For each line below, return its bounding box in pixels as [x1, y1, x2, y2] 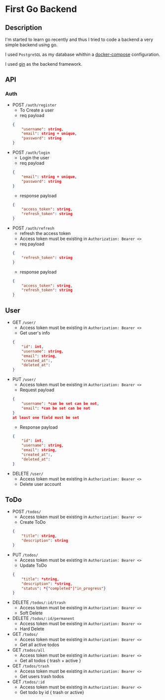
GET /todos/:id [12, 679, 45, 685]
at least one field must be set [12, 415, 79, 420]
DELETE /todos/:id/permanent [12, 615, 75, 621]
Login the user [19, 155, 50, 161]
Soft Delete [19, 610, 43, 616]
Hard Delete [19, 626, 45, 632]
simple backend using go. [5, 42, 58, 48]
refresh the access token [19, 231, 71, 236]
